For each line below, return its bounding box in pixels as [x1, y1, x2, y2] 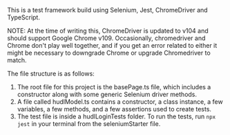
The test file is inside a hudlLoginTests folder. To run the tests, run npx [17, 112, 216, 120]
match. [7, 56, 27, 64]
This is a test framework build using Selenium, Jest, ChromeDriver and [7, 6, 209, 14]
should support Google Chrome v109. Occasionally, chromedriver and [7, 34, 206, 42]
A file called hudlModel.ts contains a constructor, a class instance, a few [17, 98, 223, 106]
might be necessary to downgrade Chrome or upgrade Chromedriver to [7, 48, 211, 57]
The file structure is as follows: [7, 69, 95, 78]
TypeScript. [7, 13, 40, 21]
